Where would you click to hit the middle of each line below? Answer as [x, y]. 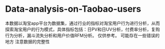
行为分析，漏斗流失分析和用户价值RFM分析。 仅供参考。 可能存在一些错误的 [82, 35]
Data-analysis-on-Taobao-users [73, 9]
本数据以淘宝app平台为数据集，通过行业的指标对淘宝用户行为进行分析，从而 [83, 23]
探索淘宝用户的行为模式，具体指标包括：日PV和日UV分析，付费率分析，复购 [82, 29]
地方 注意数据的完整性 [27, 41]
